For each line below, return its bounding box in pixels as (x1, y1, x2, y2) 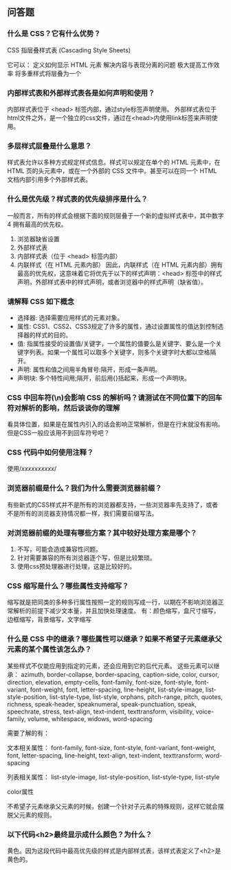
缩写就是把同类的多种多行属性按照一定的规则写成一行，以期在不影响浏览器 (7, 598, 218, 607)
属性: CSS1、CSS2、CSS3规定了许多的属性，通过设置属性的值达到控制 (16, 322, 218, 330)
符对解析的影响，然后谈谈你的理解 (7, 403, 120, 412)
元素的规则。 (19, 811, 56, 819)
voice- (195, 707, 214, 716)
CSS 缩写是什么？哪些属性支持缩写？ (7, 581, 129, 591)
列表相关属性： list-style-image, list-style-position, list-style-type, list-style (7, 773, 220, 781)
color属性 (7, 787, 34, 796)
